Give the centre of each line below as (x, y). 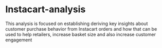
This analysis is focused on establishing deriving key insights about (77, 23)
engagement (19, 40)
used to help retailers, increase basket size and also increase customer (80, 34)
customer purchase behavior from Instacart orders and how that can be (81, 29)
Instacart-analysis (46, 9)
